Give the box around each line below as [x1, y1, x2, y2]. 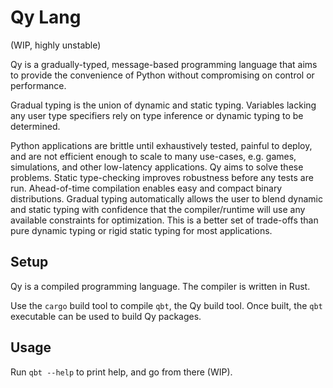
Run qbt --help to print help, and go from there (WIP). [10, 366, 233, 378]
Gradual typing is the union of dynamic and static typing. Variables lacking [10, 99, 317, 111]
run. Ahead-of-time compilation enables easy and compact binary [10, 182, 283, 194]
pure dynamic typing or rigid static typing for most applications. [10, 224, 273, 236]
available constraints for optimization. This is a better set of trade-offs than [10, 214, 319, 226]
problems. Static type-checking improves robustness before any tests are [10, 171, 314, 183]
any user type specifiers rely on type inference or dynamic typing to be [10, 109, 304, 121]
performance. [10, 79, 67, 91]
